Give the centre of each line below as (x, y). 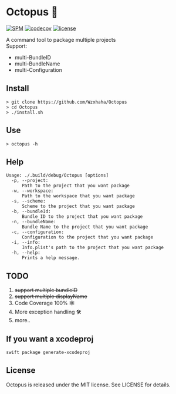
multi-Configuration (38, 69)
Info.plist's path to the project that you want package (93, 248)
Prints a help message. (51, 258)
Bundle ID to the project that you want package (82, 217)
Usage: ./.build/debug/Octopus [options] (57, 176)
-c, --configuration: (38, 232)
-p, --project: (30, 181)
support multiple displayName (51, 296)
